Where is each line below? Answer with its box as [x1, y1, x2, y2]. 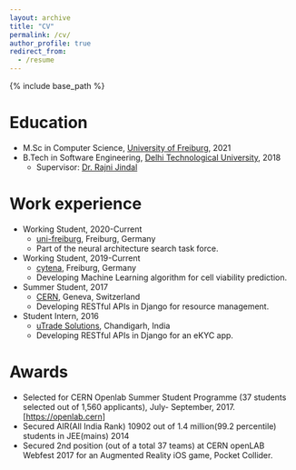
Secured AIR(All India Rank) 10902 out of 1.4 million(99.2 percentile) [22, 420, 277, 432]
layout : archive [9, 13, 71, 23]
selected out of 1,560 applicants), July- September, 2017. [22, 401, 236, 412]
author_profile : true [9, 38, 92, 48]
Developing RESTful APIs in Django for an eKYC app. [35, 329, 234, 341]
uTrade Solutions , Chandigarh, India [35, 320, 171, 331]
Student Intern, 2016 [22, 310, 100, 321]
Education [9, 113, 88, 133]
